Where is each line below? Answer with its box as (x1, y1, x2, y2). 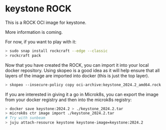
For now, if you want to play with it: (5, 38, 77, 45)
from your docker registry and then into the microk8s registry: (5, 97, 132, 103)
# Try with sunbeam (5, 116, 46, 121)
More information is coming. (5, 29, 63, 35)
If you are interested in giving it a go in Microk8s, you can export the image (5, 91, 159, 97)
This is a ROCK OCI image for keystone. (5, 19, 86, 25)
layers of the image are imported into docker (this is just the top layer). (5, 73, 149, 79)
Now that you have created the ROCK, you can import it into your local (5, 62, 149, 68)
